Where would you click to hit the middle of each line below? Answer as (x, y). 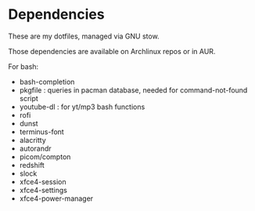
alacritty (33, 140)
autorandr (36, 148)
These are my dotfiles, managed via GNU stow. (84, 36)
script (29, 98)
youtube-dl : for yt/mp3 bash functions (82, 107)
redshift (32, 165)
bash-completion (47, 82)
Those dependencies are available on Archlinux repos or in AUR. (112, 51)
